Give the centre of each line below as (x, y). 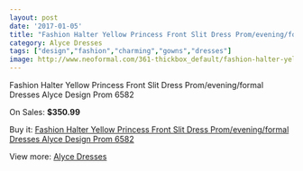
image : (22, 59)
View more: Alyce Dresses (58, 157)
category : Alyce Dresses (56, 43)
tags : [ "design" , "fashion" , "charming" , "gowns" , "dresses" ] (120, 51)
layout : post (34, 18)
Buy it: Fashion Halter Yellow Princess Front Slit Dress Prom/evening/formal (149, 130)
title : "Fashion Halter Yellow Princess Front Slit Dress (120, 34)
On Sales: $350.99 (45, 112)
